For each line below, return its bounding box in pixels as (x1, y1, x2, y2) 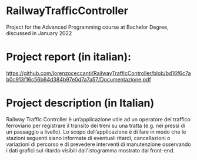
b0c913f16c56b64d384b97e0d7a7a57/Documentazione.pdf (6, 76, 151, 83)
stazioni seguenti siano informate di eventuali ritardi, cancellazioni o (6, 134, 171, 141)
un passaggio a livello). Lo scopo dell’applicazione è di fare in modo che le (6, 128, 186, 135)
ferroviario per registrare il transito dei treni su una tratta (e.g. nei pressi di (6, 122, 185, 129)
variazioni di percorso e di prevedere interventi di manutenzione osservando (6, 141, 191, 148)
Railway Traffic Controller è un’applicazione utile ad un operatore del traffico (6, 115, 191, 122)
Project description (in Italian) (6, 97, 155, 110)
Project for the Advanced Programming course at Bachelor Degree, (6, 23, 169, 30)
